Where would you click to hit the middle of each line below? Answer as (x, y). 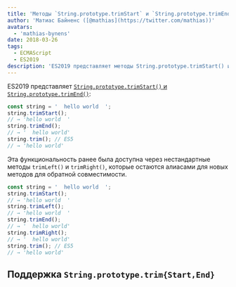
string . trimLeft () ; (36, 207)
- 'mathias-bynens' (42, 33)
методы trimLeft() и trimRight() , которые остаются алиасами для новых (118, 167)
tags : (15, 46)
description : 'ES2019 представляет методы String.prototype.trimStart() (116, 66)
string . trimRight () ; (38, 233)
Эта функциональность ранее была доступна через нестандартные (109, 159)
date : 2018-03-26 (33, 40)
